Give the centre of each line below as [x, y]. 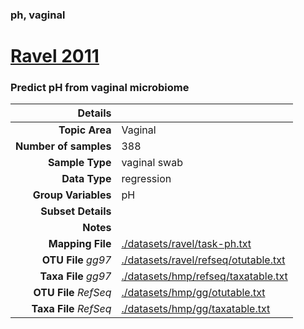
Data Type [86, 179]
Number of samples [63, 146]
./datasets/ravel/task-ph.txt [186, 244]
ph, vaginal [38, 15]
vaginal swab [152, 163]
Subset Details [76, 211]
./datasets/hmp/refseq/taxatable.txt [204, 276]
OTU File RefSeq [72, 293]
